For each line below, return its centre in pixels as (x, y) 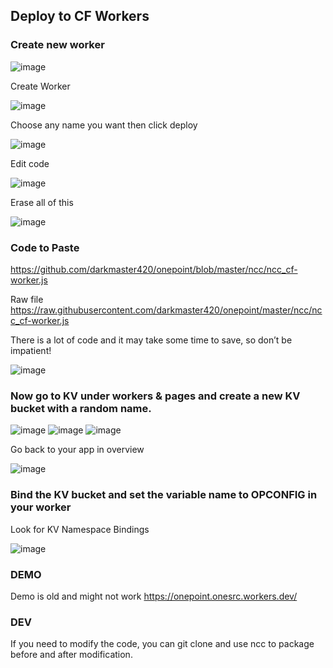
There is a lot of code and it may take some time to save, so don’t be (151, 340)
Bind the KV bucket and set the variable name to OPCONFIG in (164, 495)
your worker (41, 507)
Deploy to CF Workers (80, 16)
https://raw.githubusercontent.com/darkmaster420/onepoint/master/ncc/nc (166, 310)
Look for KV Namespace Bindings (80, 529)
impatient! (31, 350)
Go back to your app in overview (77, 450)
